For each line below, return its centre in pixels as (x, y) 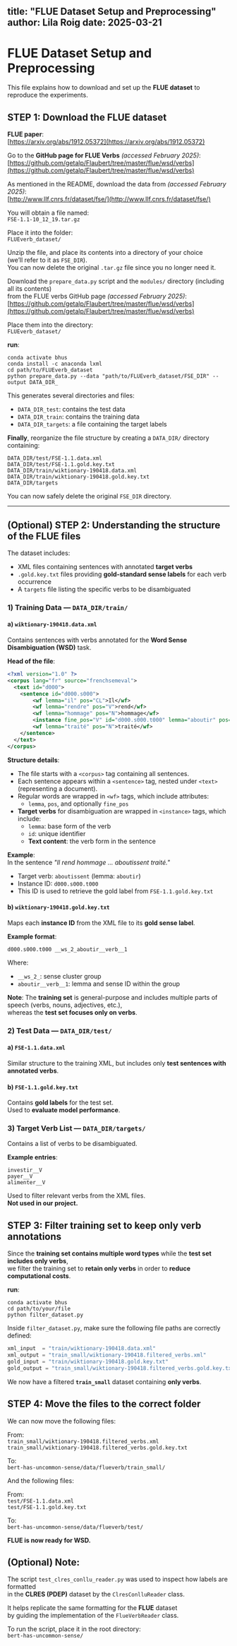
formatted (22, 1587)
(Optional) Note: (43, 1562)
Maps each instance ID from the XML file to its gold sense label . (101, 923)
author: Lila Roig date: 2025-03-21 (85, 23)
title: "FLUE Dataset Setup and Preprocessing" (112, 12)
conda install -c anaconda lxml (55, 364)
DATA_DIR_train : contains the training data (78, 417)
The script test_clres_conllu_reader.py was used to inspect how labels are (117, 1579)
